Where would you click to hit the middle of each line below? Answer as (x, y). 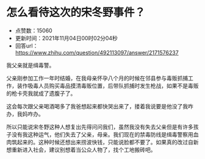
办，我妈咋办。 (25, 114)
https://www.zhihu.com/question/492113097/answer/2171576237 (97, 52)
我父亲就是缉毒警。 (31, 65)
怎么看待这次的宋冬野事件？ (76, 12)
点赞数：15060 (34, 30)
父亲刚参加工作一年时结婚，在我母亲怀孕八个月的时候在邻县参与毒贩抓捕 (97, 78)
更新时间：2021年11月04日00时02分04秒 (66, 38)
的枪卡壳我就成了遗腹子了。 (41, 93)
